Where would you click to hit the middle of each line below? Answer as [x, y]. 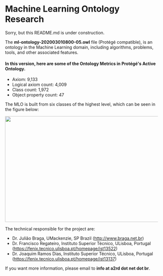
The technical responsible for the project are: [50, 229]
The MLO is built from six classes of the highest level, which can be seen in [80, 104]
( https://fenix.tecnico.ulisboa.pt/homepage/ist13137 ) [64, 259]
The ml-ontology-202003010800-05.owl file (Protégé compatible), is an [79, 42]
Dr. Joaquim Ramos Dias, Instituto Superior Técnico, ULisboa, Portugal [82, 254]
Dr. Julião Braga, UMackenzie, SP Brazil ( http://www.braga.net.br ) [78, 238]
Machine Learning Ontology [62, 9]
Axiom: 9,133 [25, 80]
